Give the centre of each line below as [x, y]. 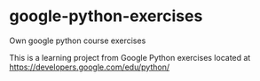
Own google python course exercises [78, 40]
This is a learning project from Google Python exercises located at [130, 57]
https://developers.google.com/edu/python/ [90, 67]
